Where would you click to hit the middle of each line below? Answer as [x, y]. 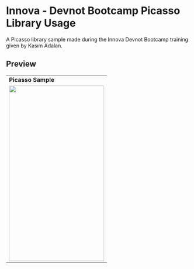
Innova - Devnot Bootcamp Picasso [93, 11]
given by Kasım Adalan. [34, 46]
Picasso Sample [32, 80]
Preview [21, 64]
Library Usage [41, 23]
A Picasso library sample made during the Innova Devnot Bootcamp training [97, 39]
